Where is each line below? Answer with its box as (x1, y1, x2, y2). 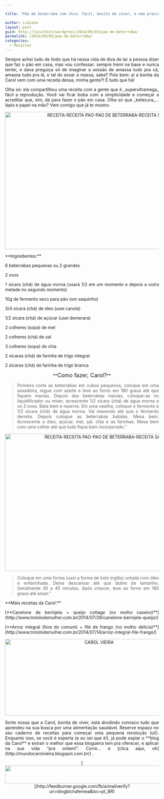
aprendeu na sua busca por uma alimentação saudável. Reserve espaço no (5, 724, 159, 730)
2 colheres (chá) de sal (5, 334, 51, 340)
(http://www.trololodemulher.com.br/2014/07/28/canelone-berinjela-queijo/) (5, 615, 159, 620)
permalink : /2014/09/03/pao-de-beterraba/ (5, 34, 93, 39)
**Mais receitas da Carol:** (5, 600, 61, 606)
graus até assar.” (17, 590, 51, 596)
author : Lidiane (5, 20, 38, 25)
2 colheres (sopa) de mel (5, 324, 56, 330)
